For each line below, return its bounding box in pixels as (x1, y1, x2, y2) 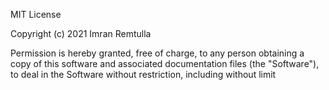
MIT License (10, 9, 62, 20)
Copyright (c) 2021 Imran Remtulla (10, 28, 152, 39)
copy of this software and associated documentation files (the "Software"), (10, 58, 320, 69)
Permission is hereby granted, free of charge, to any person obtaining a (10, 47, 305, 59)
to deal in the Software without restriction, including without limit (10, 69, 277, 80)
